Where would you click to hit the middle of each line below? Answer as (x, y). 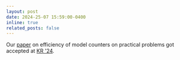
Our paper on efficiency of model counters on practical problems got (90, 45)
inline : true (22, 22)
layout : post (22, 11)
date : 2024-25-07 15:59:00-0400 (46, 17)
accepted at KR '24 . (30, 51)
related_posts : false (33, 28)
